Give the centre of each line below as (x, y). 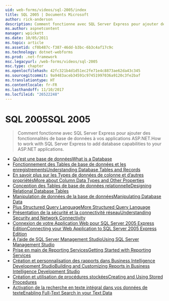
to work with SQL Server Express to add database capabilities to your (90, 144)
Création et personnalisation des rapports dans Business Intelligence (84, 261)
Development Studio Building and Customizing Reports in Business (81, 266)
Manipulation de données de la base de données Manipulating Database (87, 197)
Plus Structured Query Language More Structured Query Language (81, 207)
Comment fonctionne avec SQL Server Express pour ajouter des (84, 133)
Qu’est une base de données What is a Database (62, 159)
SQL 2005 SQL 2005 (48, 119)
